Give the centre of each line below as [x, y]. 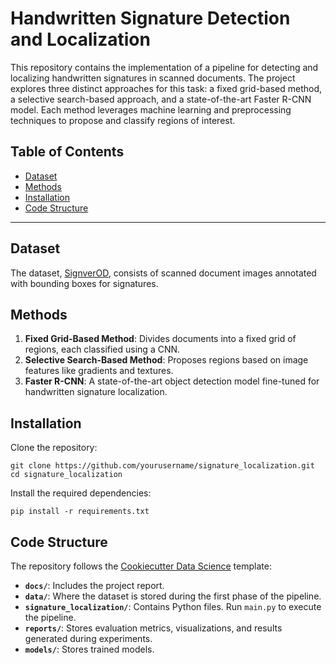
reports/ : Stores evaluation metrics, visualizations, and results [153, 628]
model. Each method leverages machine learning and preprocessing [151, 109]
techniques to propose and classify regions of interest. [123, 120]
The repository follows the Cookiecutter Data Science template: [141, 566]
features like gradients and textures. [99, 371]
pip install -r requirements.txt [80, 512]
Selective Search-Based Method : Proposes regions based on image [166, 360]
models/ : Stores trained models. [89, 649]
